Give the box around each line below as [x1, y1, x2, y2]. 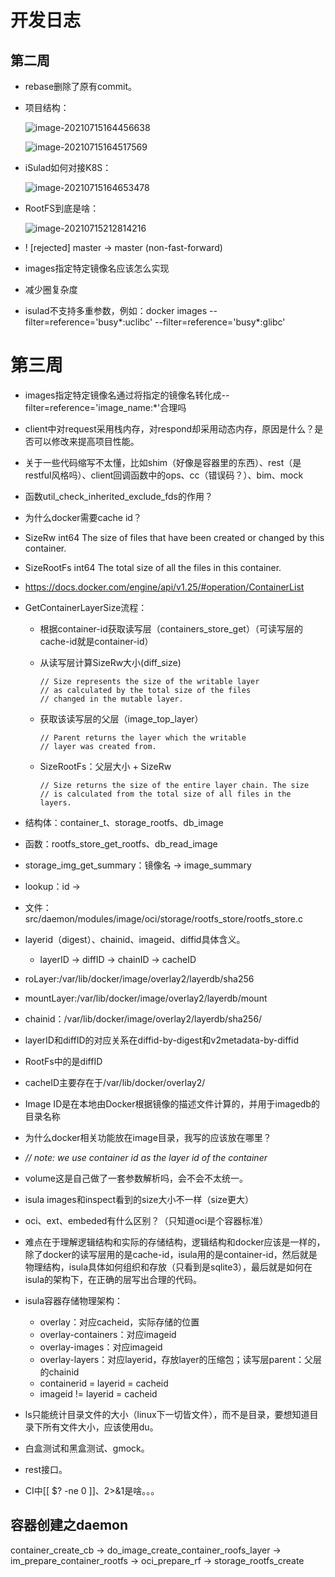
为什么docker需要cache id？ [24, 511, 142, 523]
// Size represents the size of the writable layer [39, 676, 260, 686]
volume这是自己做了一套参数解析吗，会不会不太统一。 [24, 1172, 248, 1184]
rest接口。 [24, 1463, 68, 1475]
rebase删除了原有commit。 [24, 81, 138, 92]
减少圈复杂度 [24, 284, 78, 295]
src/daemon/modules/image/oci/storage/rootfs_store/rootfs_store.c [24, 912, 303, 925]
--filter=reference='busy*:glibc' [154, 316, 286, 328]
